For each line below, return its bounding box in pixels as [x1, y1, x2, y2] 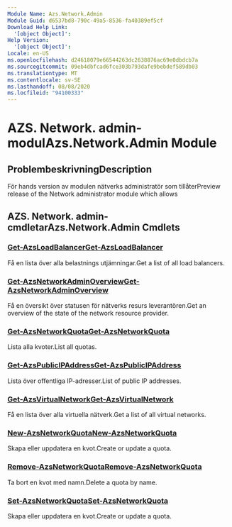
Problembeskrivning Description [7, 163, 153, 175]
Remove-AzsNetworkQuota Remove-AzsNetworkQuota [7, 462, 202, 472]
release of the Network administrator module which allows [7, 189, 178, 199]
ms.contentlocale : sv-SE [7, 76, 81, 84]
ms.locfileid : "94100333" [7, 89, 84, 96]
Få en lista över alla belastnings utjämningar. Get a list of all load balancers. [7, 258, 225, 267]
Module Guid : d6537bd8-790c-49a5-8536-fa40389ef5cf [7, 17, 163, 24]
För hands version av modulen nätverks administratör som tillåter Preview [7, 182, 221, 191]
